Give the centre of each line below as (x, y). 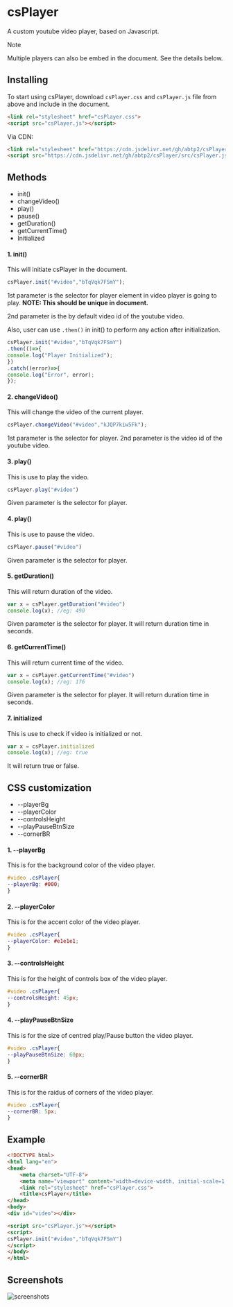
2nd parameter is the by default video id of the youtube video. (96, 316)
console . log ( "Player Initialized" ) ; (60, 355)
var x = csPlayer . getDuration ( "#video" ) (67, 604)
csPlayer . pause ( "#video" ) (44, 547)
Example (26, 1139)
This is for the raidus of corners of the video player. (80, 1092)
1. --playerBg (26, 850)
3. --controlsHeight (36, 963)
